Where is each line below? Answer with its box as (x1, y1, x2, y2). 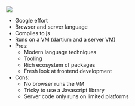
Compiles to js (14, 30, 51, 36)
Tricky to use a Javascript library (23, 86, 105, 93)
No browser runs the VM (23, 80, 85, 87)
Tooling (23, 55, 42, 62)
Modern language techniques (23, 49, 97, 55)
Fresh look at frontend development (23, 68, 112, 74)
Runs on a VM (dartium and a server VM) (14, 36, 116, 43)
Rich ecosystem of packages (23, 61, 96, 68)
